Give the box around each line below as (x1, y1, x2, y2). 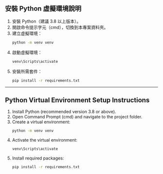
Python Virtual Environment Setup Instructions (5, 96, 150, 104)
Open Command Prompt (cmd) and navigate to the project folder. (12, 114, 143, 120)
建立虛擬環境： (12, 30, 42, 36)
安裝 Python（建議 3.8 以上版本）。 (12, 18, 81, 24)
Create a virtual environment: (12, 119, 70, 125)
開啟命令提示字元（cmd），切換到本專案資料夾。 (12, 24, 108, 30)
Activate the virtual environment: (12, 137, 78, 143)
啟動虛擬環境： (12, 49, 42, 55)
